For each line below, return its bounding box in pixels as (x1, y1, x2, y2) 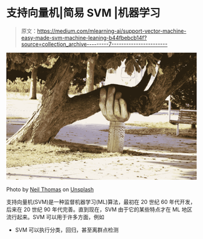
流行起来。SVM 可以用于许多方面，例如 (6, 213, 105, 220)
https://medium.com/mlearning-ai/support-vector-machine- (37, 27, 187, 34)
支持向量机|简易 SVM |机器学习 (6, 6, 161, 20)
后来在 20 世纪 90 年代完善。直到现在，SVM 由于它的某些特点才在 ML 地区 (6, 206, 193, 213)
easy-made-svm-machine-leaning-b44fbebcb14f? (21, 34, 147, 41)
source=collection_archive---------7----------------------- (21, 41, 168, 48)
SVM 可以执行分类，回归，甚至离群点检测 (14, 226, 119, 234)
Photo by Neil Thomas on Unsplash (6, 186, 94, 193)
